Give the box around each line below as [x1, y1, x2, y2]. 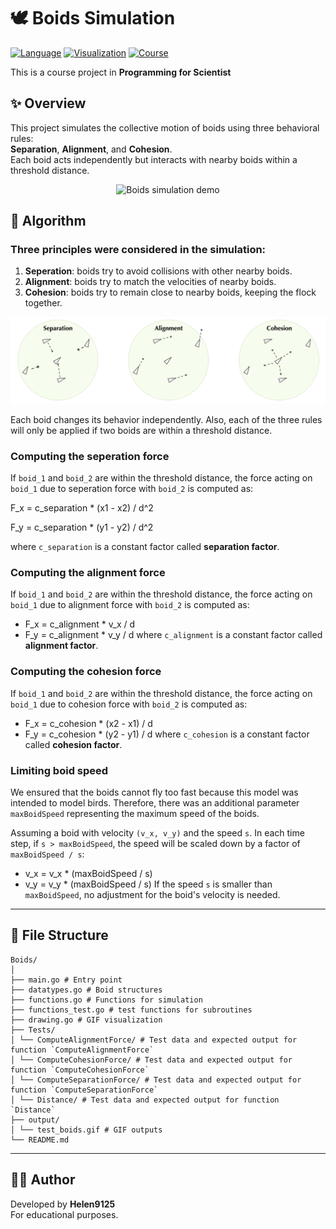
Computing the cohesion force [10, 665, 162, 679]
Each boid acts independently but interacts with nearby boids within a [10, 153, 298, 165]
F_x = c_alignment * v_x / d [24, 618, 136, 630]
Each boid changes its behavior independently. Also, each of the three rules [10, 413, 323, 425]
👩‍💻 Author [10, 1171, 76, 1189]
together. [24, 297, 63, 309]
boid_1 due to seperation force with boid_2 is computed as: [10, 483, 254, 495]
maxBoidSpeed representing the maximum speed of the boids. [10, 807, 260, 819]
